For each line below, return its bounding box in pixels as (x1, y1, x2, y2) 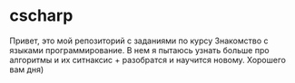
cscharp (9, 5, 74, 26)
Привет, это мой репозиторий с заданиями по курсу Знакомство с (9, 35, 269, 46)
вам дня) (9, 64, 44, 75)
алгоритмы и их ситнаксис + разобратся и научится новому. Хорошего (9, 54, 286, 65)
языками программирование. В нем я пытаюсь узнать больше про (9, 44, 270, 55)
